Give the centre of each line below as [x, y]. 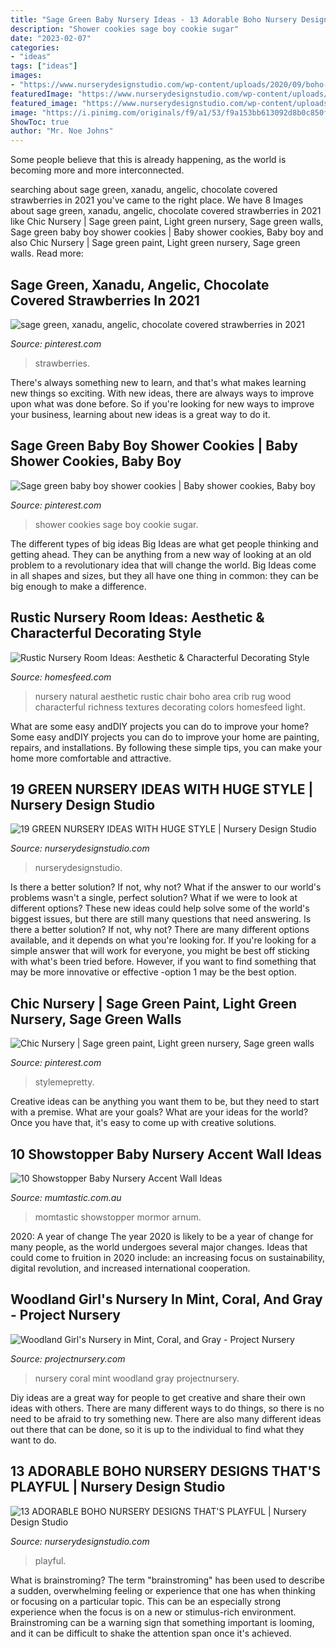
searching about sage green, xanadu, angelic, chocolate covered [144, 190]
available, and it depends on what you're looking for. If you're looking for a [163, 940]
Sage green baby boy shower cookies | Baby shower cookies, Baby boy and [167, 232]
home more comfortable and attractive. [91, 758]
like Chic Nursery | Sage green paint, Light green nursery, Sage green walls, [167, 222]
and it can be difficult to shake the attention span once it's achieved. [151, 1633]
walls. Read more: [47, 253]
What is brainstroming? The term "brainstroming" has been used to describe [167, 1580]
